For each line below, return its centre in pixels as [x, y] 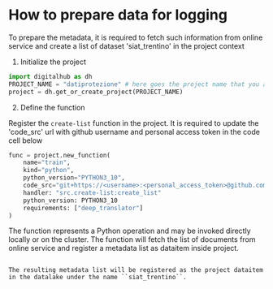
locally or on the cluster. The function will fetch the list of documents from [132, 239]
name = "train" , [47, 163]
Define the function [52, 107]
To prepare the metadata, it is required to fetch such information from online [136, 37]
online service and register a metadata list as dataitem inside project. [124, 248]
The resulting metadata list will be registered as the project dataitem [136, 270]
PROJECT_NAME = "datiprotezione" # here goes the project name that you [134, 84]
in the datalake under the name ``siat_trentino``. [97, 278]
